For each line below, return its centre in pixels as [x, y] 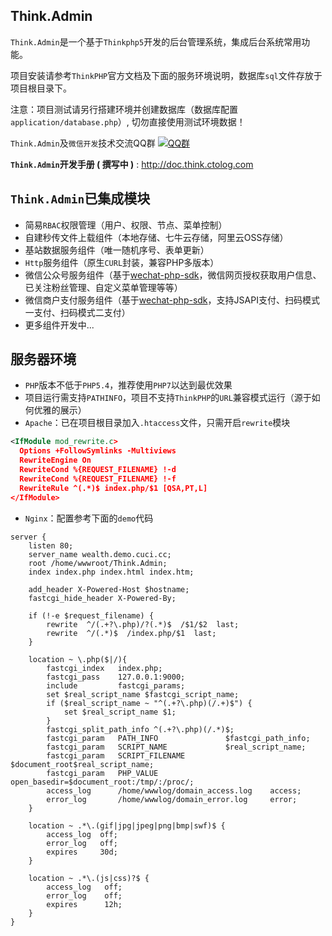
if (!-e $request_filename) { [91, 615]
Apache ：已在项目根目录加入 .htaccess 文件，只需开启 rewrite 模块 [157, 423]
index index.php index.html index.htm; [111, 572]
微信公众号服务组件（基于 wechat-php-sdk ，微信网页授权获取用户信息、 [173, 275]
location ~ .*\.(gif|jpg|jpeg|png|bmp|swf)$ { [127, 825]
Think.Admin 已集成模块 [80, 199]
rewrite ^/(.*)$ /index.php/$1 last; [131, 633]
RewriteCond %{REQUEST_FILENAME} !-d [98, 470]
